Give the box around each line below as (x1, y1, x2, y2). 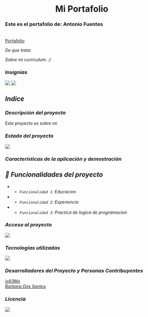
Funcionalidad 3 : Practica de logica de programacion (19, 209, 128, 215)
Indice (5, 95, 24, 103)
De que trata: (5, 47, 32, 53)
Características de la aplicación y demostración (5, 155, 122, 162)
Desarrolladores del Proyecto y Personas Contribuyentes (5, 267, 144, 274)
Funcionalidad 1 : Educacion (19, 188, 76, 194)
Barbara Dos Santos (5, 283, 46, 289)
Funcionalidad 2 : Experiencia (19, 199, 79, 205)
